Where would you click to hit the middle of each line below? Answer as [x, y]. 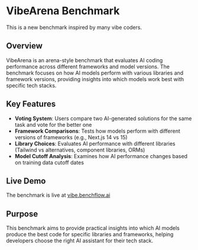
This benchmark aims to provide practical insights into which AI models [93, 228]
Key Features [31, 104]
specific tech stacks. [31, 85]
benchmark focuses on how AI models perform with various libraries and [95, 73]
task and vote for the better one [53, 124]
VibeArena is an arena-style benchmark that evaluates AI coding [85, 60]
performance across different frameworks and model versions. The [88, 66]
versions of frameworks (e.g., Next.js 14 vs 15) [71, 137]
